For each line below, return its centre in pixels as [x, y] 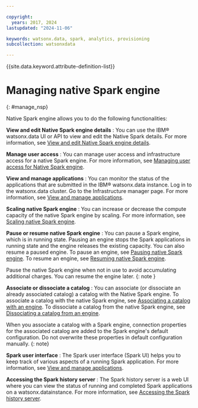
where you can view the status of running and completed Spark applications [99, 386]
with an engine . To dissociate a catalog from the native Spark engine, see [96, 307]
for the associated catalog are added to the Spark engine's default [87, 331]
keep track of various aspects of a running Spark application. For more [92, 362]
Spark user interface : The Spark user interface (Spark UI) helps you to [93, 356]
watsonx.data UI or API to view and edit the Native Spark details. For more [97, 136]
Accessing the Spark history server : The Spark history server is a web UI [98, 379]
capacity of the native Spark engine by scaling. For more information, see [96, 216]
